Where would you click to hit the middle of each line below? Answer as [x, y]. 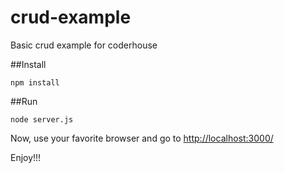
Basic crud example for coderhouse [84, 45]
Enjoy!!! [26, 157]
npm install [35, 82]
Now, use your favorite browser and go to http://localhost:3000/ [142, 138]
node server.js [42, 119]
